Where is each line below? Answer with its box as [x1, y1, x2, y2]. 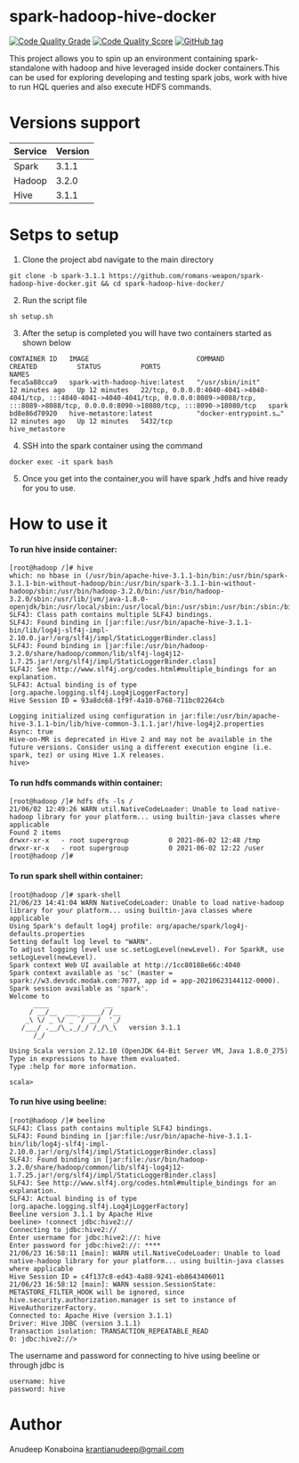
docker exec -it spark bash [9, 457, 114, 466]
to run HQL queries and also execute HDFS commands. [9, 81, 212, 92]
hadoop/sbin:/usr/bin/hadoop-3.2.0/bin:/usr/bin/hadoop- [9, 587, 225, 596]
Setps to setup [9, 225, 119, 245]
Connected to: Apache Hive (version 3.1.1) [9, 1311, 174, 1320]
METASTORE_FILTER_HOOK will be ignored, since [9, 1287, 185, 1296]
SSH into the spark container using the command [21, 440, 203, 451]
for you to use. [21, 482, 77, 493]
